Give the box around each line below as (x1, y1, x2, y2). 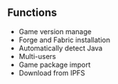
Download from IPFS (18, 68, 85, 77)
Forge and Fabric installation (18, 35, 111, 44)
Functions (7, 6, 58, 19)
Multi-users (18, 51, 56, 61)
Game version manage (18, 26, 91, 36)
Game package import (18, 60, 91, 69)
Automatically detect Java (18, 43, 103, 53)
